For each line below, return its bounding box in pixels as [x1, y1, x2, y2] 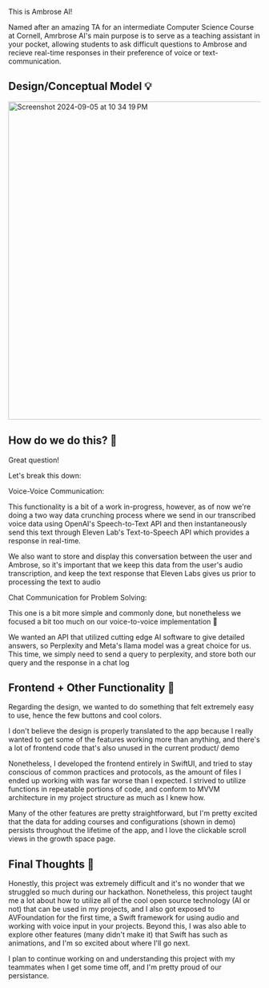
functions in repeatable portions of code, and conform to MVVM [8, 784, 220, 794]
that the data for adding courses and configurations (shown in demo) [8, 817, 236, 827]
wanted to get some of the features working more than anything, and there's [8, 734, 260, 745]
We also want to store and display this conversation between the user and [8, 551, 252, 561]
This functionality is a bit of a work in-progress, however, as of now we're [8, 502, 251, 511]
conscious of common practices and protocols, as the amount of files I [8, 767, 242, 777]
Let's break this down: [8, 470, 82, 480]
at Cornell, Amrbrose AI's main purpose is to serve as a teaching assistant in [8, 31, 260, 40]
